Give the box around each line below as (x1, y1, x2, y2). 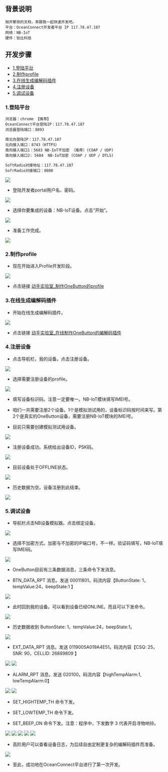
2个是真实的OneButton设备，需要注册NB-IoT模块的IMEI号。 (12, 413, 136, 419)
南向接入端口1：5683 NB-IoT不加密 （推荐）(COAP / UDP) (5, 148, 114, 153)
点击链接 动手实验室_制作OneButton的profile (12, 283, 104, 289)
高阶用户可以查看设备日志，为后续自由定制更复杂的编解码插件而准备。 (12, 741, 158, 747)
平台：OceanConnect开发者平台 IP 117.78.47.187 (5, 25, 100, 30)
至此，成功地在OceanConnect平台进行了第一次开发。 (12, 761, 123, 767)
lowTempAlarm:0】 (12, 678, 52, 684)
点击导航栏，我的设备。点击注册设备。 (12, 356, 92, 362)
